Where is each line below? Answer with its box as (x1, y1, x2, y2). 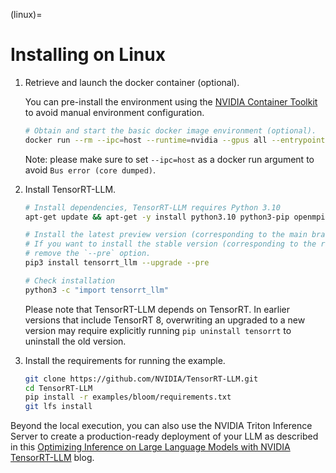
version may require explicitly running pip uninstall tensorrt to (24, 324, 292, 336)
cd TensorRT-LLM (24, 383, 93, 393)
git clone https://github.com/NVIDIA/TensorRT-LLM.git (24, 374, 259, 384)
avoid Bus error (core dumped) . (24, 164, 157, 176)
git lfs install (24, 402, 93, 412)
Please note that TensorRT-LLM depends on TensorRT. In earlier (24, 303, 291, 315)
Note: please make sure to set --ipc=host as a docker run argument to (24, 153, 315, 165)
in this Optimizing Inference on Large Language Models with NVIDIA (10, 441, 291, 453)
